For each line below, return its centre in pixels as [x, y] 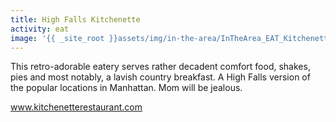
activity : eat [40, 29]
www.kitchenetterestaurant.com [76, 107]
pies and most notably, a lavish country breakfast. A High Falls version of [160, 77]
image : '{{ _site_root [57, 38]
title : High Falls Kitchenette [75, 19]
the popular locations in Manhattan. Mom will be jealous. [126, 88]
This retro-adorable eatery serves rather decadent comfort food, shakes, [160, 67]
